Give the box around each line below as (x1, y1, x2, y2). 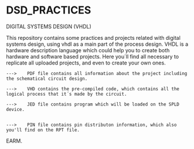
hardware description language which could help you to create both (6, 46, 170, 53)
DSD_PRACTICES (6, 4, 91, 17)
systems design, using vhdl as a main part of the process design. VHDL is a (6, 40, 189, 48)
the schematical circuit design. (6, 76, 88, 82)
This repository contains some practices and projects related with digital (6, 34, 181, 41)
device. (6, 106, 25, 112)
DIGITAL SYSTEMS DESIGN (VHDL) (6, 23, 92, 30)
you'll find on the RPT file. (6, 127, 80, 133)
